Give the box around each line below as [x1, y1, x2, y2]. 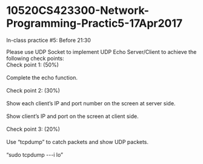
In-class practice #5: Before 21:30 [6, 36, 91, 44]
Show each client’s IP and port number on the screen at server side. [6, 99, 176, 107]
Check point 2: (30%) [6, 87, 61, 94]
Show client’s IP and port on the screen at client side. [6, 113, 139, 120]
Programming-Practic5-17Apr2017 [6, 16, 183, 30]
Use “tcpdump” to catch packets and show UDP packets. [6, 138, 149, 145]
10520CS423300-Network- [6, 4, 150, 18]
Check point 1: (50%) [6, 61, 59, 68]
